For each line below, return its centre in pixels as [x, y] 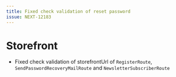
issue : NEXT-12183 [29, 17]
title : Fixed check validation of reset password [69, 11]
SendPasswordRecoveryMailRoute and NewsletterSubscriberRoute [92, 68]
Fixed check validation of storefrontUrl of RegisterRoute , [83, 62]
